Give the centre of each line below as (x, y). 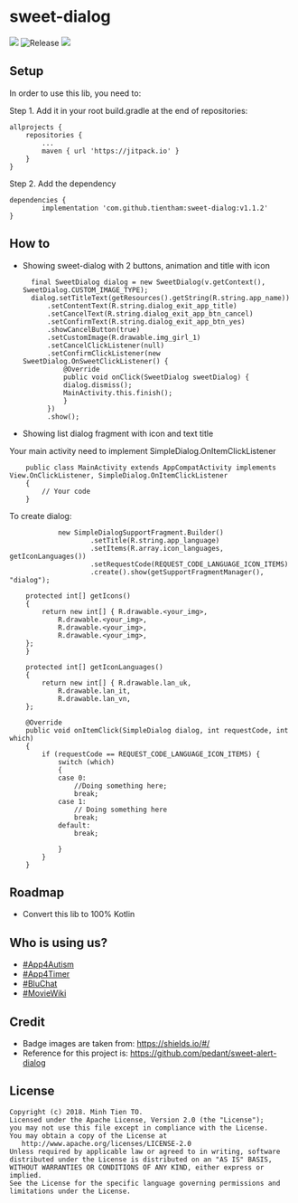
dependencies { (38, 200)
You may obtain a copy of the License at (88, 1136)
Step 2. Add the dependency (63, 184)
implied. (26, 1175)
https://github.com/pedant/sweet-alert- (204, 1053)
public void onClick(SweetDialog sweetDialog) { (156, 377)
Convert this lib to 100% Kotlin (79, 914)
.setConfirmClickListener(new (103, 353)
